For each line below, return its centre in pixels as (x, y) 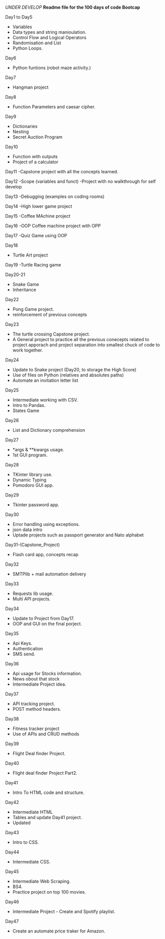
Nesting (21, 131)
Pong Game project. (33, 309)
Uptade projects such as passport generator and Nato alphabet (78, 535)
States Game (26, 411)
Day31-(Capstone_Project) (33, 545)
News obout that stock (36, 679)
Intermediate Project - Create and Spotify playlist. (64, 912)
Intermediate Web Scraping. (42, 881)
